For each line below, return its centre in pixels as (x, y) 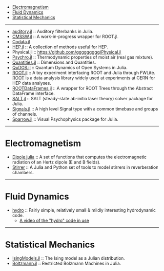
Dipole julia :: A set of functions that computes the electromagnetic (79, 157)
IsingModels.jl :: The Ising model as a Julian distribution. (69, 258)
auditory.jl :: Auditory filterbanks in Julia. (53, 31)
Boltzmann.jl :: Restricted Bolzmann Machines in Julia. (66, 263)
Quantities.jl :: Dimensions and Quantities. (54, 62)
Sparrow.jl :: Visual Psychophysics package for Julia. (65, 119)
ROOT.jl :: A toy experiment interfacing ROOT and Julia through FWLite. (83, 73)
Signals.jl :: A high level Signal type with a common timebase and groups (85, 109)
